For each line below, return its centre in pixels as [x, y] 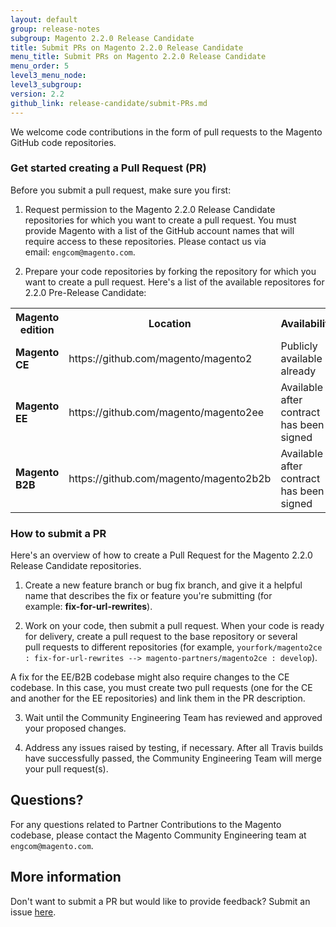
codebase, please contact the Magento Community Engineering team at [158, 835]
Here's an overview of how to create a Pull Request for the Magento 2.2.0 [161, 555]
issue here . [33, 912]
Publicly [299, 346]
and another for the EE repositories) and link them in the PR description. [158, 698]
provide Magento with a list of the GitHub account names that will [159, 230]
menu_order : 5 [40, 66]
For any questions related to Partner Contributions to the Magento [146, 824]
